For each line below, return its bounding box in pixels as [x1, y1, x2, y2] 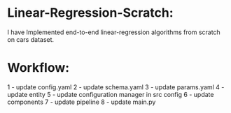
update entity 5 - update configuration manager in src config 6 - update [7, 90, 214, 98]
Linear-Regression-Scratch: [7, 5, 174, 21]
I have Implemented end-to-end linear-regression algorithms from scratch [7, 28, 220, 36]
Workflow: [7, 60, 70, 76]
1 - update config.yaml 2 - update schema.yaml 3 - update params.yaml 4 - [7, 82, 225, 91]
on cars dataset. [7, 35, 55, 43]
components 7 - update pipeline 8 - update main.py [7, 98, 156, 106]
